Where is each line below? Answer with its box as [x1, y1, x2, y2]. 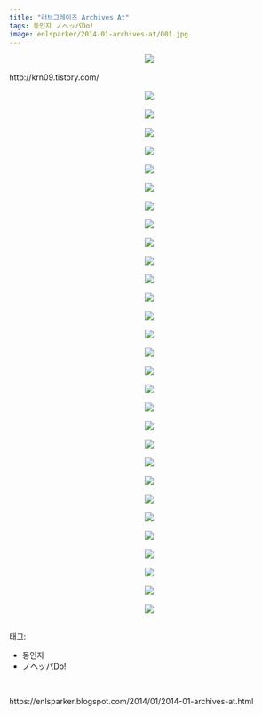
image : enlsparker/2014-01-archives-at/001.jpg [9, 29, 189, 38]
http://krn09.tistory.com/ [9, 72, 99, 83]
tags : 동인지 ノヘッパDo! [9, 21, 94, 30]
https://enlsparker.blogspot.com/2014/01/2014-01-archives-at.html [9, 696, 254, 707]
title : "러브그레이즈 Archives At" [9, 12, 130, 22]
